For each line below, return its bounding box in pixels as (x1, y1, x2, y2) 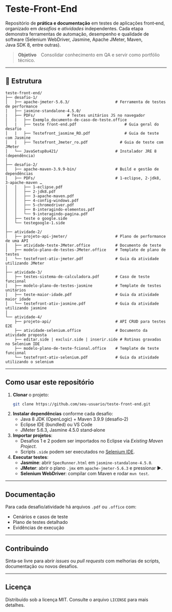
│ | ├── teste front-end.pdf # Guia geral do (5, 121, 159, 127)
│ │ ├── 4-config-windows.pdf (5, 198, 79, 203)
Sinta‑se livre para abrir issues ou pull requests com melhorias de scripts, (5, 558, 160, 564)
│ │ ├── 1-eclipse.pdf (5, 184, 63, 189)
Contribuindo (5, 544, 49, 553)
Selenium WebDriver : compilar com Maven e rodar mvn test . (20, 471, 149, 477)
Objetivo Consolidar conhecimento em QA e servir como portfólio (17, 52, 160, 58)
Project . (20, 444, 37, 450)
